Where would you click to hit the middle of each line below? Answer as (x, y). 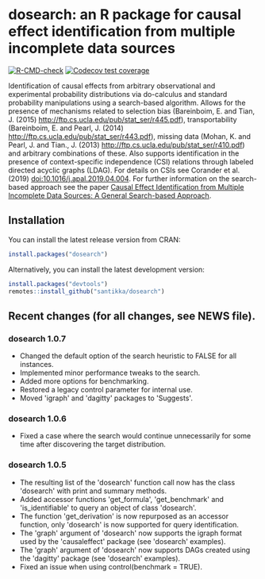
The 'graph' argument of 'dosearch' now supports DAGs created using (135, 550)
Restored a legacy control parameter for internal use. (106, 390)
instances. (36, 365)
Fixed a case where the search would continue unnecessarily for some (135, 436)
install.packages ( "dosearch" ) (58, 254)
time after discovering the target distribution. (93, 444)
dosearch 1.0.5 (37, 465)
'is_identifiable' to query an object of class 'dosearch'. (108, 508)
